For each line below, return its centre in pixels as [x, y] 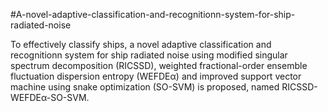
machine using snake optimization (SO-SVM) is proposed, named [145, 87]
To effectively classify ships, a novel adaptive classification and [141, 44]
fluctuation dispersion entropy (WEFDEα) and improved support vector [156, 76]
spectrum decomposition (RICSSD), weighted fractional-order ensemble [159, 65]
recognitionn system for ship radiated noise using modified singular [149, 55]
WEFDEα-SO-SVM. [50, 97]
